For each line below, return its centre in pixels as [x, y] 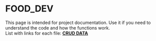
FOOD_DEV [29, 9]
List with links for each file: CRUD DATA [47, 33]
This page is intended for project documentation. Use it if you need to [78, 22]
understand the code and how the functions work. [58, 27]
